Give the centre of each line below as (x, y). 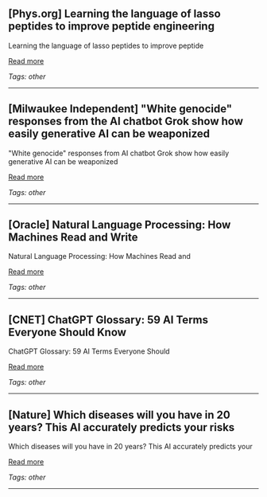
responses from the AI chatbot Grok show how (126, 121)
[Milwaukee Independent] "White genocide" (120, 109)
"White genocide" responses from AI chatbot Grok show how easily (119, 153)
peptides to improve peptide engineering (111, 27)
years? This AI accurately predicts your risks (122, 427)
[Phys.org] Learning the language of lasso (114, 14)
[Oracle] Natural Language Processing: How (120, 225)
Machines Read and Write (73, 238)
